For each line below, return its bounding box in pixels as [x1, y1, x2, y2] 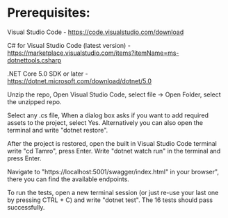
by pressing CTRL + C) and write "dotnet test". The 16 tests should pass [7, 196, 213, 204]
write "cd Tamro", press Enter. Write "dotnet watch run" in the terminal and [7, 146, 221, 155]
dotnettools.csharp [7, 56, 62, 64]
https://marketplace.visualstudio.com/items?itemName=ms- [7, 49, 179, 57]
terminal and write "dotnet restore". [7, 126, 108, 134]
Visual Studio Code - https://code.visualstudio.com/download [7, 28, 184, 36]
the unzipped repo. [7, 97, 62, 106]
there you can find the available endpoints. [7, 175, 130, 183]
